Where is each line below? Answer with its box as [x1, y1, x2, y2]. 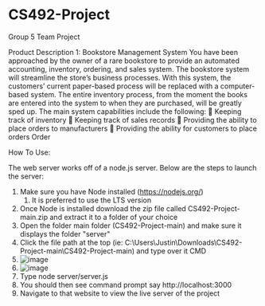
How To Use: [8, 147, 51, 157]
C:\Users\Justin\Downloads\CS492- [124, 237, 243, 247]
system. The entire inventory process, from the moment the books [30, 89, 248, 99]
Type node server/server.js [19, 271, 109, 280]
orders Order [8, 131, 51, 141]
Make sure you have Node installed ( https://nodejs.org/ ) [19, 186, 205, 196]
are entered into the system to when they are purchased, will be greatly [8, 98, 243, 108]
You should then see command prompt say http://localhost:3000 [19, 280, 232, 289]
